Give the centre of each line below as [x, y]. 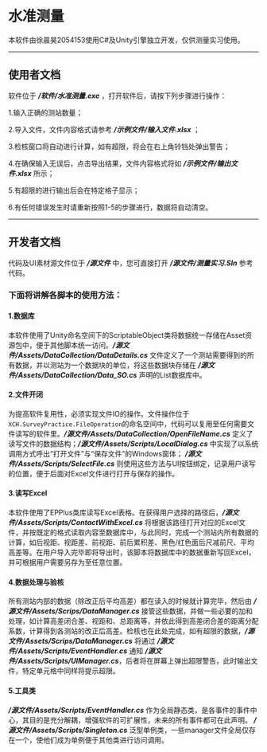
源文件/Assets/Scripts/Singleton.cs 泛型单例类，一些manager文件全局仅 [128, 730]
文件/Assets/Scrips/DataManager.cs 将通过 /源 [88, 641]
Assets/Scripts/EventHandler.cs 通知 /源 [86, 651]
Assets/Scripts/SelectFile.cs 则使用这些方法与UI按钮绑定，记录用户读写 [137, 464]
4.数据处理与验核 [36, 582]
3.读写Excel [28, 493]
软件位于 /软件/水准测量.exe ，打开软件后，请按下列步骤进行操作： [118, 96]
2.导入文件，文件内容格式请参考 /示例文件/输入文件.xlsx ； [104, 129]
